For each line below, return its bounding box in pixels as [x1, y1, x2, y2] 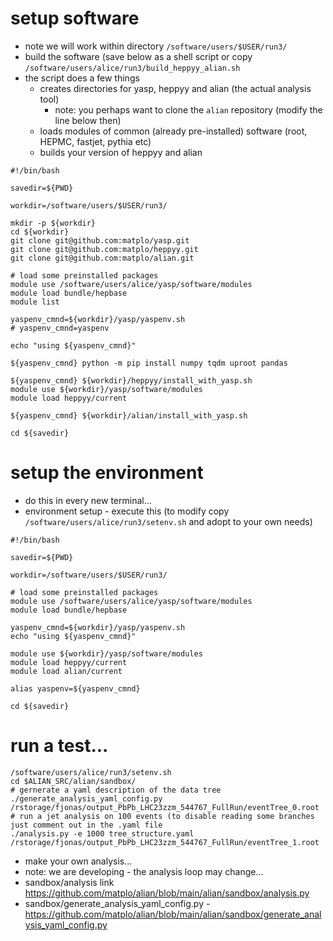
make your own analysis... [24, 855, 133, 867]
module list [10, 297, 60, 307]
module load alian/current [10, 666, 123, 676]
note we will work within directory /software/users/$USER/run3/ [24, 40, 288, 52]
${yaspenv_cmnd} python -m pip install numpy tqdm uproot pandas [10, 358, 288, 368]
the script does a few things [24, 72, 140, 84]
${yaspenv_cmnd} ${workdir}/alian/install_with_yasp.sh [10, 410, 248, 421]
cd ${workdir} [10, 227, 70, 237]
